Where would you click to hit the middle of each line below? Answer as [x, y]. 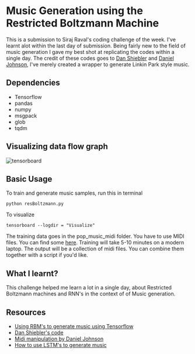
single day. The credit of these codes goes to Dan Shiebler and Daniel [90, 58]
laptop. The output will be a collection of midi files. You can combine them [95, 249]
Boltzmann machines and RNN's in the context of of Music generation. [91, 294]
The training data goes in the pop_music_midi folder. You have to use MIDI [95, 236]
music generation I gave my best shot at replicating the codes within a [90, 52]
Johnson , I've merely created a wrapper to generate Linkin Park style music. [98, 64]
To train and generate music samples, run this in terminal [74, 193]
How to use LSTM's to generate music [60, 345]
